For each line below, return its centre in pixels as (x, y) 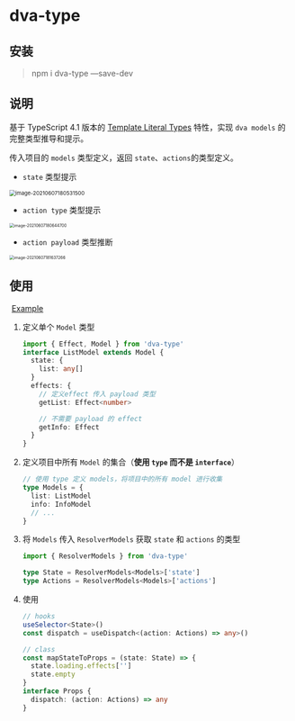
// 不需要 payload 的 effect (91, 419)
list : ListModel (61, 496)
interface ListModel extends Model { (93, 352)
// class (39, 649)
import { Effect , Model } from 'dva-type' (103, 344)
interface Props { (57, 691)
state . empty (53, 675)
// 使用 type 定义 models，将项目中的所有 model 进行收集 (122, 479)
